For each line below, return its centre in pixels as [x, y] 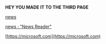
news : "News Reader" [28, 26]
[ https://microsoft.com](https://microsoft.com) [53, 36]
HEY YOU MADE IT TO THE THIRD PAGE [47, 7]
